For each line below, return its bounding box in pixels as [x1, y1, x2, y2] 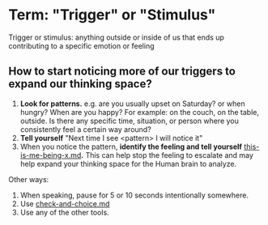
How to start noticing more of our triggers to [8, 65, 236, 79]
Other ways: [8, 174, 49, 184]
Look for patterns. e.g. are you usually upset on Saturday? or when [19, 99, 245, 108]
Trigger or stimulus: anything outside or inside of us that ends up [8, 32, 224, 42]
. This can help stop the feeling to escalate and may [80, 150, 253, 159]
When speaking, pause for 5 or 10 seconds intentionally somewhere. [19, 190, 249, 200]
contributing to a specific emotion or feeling [8, 40, 155, 50]
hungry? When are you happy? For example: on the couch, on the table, [19, 107, 260, 117]
